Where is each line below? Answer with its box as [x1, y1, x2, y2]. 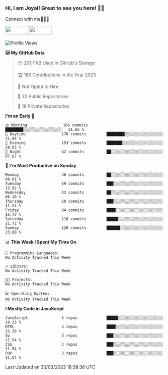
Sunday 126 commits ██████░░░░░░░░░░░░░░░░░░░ [5, 225, 163, 230]
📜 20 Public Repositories [17, 93, 69, 100]
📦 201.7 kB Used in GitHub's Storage [17, 60, 96, 66]
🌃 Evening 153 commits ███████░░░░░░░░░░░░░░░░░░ [5, 140, 163, 146]
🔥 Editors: [5, 264, 29, 269]
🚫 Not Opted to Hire [17, 83, 59, 90]
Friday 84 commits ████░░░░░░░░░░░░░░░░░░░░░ [5, 208, 163, 213]
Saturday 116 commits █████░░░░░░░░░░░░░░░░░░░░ [5, 217, 163, 222]
